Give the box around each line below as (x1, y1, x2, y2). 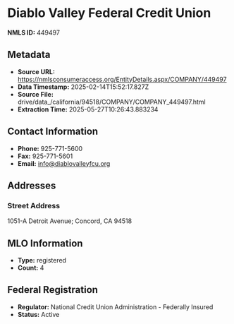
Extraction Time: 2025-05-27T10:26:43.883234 (17, 104, 159, 114)
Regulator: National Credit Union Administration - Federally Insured (17, 302, 214, 311)
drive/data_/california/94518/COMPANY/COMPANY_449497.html (17, 97, 206, 106)
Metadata (7, 49, 51, 61)
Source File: (17, 90, 54, 98)
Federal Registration (7, 284, 99, 296)
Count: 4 (17, 263, 44, 272)
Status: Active (17, 310, 60, 318)
